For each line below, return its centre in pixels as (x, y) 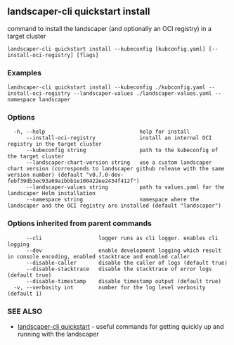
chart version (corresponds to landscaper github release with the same (116, 169)
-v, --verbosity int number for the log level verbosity (110, 287)
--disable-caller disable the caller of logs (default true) (127, 263)
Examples (25, 73)
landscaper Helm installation (52, 194)
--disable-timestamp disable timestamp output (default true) (123, 281)
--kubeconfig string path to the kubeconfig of (122, 151)
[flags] (87, 55)
